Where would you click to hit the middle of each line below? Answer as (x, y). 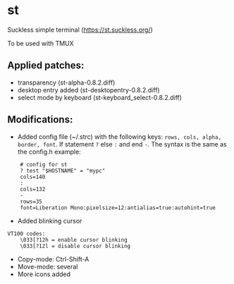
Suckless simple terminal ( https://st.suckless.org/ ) (80, 30)
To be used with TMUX (41, 43)
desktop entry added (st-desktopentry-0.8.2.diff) (88, 89)
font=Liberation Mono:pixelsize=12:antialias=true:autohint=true (118, 208)
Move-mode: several (48, 266)
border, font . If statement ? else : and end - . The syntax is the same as (122, 144)
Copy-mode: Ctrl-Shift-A (53, 259)
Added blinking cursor (50, 221)
